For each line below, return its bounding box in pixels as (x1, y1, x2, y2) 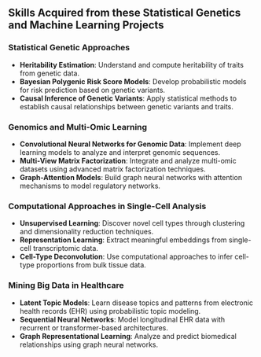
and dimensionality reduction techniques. (19, 227, 154, 237)
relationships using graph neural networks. (19, 340, 159, 349)
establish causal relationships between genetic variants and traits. (19, 101, 234, 111)
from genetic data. (19, 68, 80, 78)
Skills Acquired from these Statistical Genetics (8, 6, 241, 20)
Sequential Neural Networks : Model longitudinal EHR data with (19, 315, 226, 324)
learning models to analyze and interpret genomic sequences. (19, 147, 221, 156)
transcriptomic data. (32, 244, 98, 253)
